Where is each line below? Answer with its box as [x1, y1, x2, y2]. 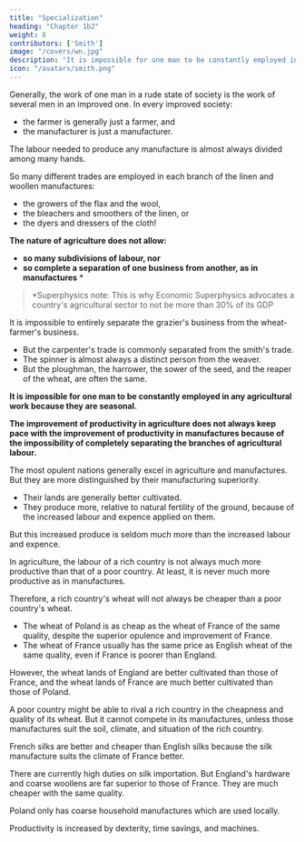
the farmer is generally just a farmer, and [22, 115, 175, 127]
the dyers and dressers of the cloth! [22, 217, 157, 228]
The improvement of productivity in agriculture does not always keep [9, 417, 277, 428]
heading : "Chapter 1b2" [9, 22, 100, 31]
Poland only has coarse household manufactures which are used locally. [9, 805, 280, 816]
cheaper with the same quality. [9, 788, 125, 798]
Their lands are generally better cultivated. [22, 492, 182, 503]
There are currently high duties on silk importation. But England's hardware [9, 768, 290, 778]
